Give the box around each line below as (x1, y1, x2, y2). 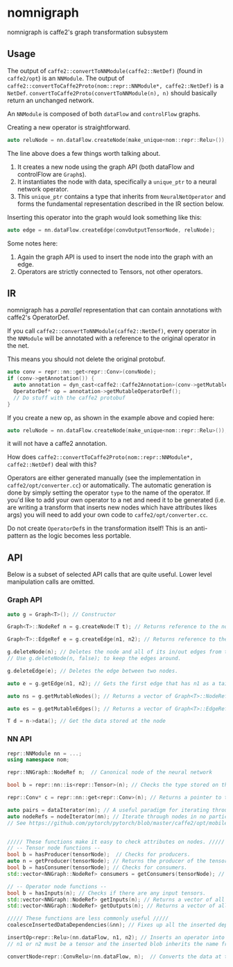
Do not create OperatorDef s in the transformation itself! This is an (7, 524, 193, 533)
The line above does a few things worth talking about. (7, 149, 161, 157)
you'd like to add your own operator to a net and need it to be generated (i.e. (7, 496, 226, 504)
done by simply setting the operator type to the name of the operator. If (7, 488, 211, 497)
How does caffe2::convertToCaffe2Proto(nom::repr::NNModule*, (7, 453, 193, 461)
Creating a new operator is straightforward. (7, 123, 130, 131)
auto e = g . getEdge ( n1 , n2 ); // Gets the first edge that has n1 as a (7, 680, 216, 687)
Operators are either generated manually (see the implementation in (7, 474, 201, 482)
